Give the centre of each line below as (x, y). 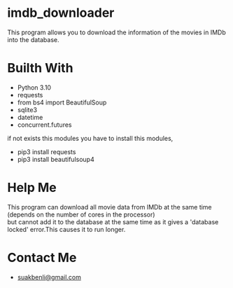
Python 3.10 (34, 87)
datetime (30, 117)
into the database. (33, 39)
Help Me (32, 188)
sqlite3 (27, 109)
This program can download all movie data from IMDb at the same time (110, 207)
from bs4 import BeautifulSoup (62, 102)
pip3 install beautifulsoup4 (56, 159)
